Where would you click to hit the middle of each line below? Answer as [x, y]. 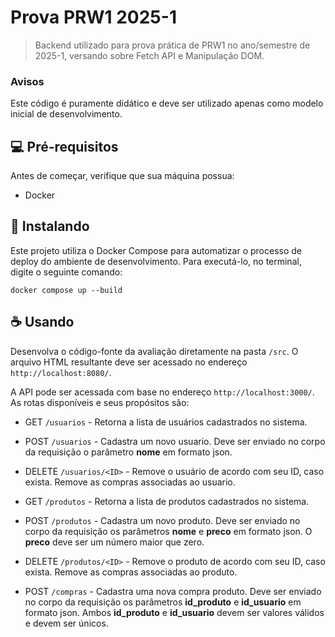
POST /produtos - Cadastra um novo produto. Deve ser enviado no [162, 520]
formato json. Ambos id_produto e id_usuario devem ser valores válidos [174, 612]
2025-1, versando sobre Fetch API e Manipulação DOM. [149, 55]
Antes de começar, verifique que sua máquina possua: [122, 176]
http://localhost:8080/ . [61, 372]
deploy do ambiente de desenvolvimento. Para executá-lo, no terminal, [156, 261]
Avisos [27, 81]
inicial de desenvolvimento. [66, 114]
